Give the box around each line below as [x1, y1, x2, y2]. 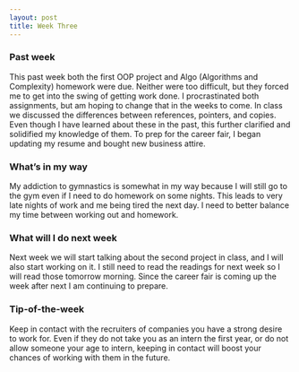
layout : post [9, 13, 58, 22]
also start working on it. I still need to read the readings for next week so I [9, 262, 280, 273]
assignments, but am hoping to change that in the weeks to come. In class [9, 99, 284, 110]
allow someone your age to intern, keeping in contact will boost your [9, 342, 262, 353]
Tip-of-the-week [9, 303, 85, 316]
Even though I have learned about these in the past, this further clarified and [9, 118, 291, 130]
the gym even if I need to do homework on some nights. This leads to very [9, 190, 284, 202]
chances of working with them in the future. [9, 351, 171, 363]
